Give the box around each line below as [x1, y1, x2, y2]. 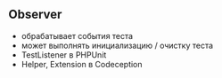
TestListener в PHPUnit [21, 49, 107, 60]
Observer [8, 7, 62, 22]
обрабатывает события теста [21, 30, 134, 41]
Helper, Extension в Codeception [21, 58, 144, 69]
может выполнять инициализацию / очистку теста [21, 40, 214, 51]
